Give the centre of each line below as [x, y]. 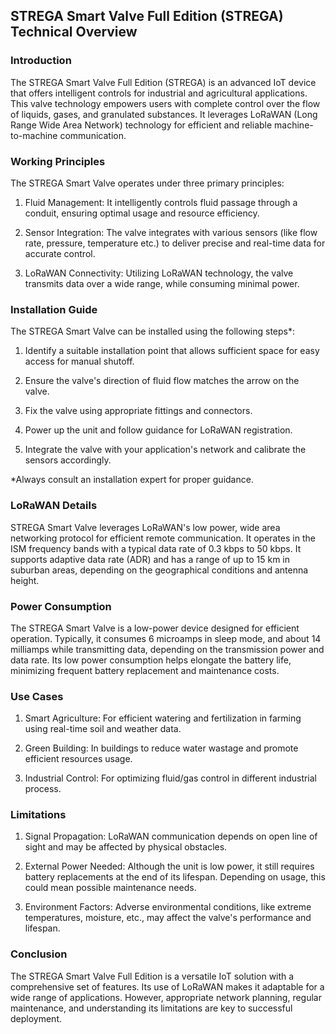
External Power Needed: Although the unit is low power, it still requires [169, 866]
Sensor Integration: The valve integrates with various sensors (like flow [171, 232]
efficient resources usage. [78, 759]
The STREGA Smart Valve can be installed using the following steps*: [153, 331]
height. [25, 580]
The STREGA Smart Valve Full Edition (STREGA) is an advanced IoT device [163, 82]
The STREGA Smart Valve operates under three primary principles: [147, 183]
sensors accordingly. [68, 460]
